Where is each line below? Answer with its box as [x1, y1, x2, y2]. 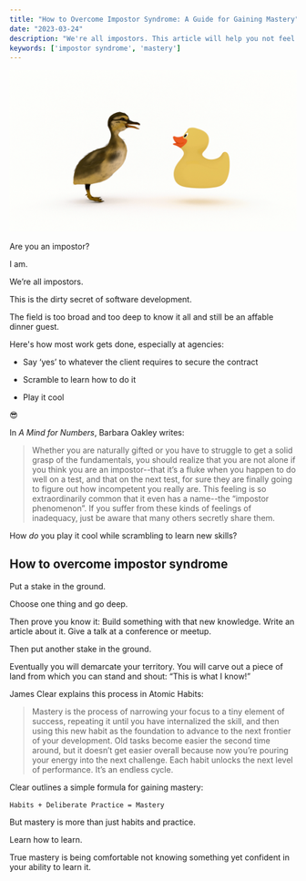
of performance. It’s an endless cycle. [31, 763, 174, 774]
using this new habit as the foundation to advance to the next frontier [31, 725, 291, 736]
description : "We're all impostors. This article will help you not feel [9, 34, 296, 43]
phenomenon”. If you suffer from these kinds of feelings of [31, 502, 252, 514]
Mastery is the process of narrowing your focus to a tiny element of [31, 706, 285, 717]
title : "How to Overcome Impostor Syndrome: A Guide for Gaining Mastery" [9, 15, 300, 24]
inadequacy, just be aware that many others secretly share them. [31, 512, 276, 523]
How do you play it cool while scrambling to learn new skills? [9, 529, 238, 541]
